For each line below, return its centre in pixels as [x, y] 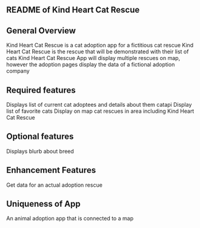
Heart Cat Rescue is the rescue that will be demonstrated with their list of [98, 52]
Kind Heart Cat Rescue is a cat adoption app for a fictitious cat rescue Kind [100, 45]
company [18, 71]
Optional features [40, 137]
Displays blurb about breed [40, 151]
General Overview [41, 31]
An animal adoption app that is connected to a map [70, 218]
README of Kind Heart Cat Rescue [73, 10]
